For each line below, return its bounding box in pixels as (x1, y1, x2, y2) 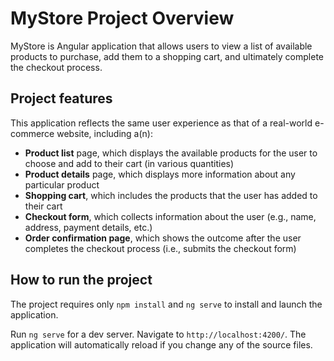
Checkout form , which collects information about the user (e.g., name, (24, 210, 317, 222)
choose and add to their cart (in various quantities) (24, 157, 235, 169)
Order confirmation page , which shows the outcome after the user (24, 232, 302, 244)
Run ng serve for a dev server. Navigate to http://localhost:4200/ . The (10, 328, 307, 340)
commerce (10, 127, 55, 139)
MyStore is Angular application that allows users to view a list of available (10, 40, 313, 52)
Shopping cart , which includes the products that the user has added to (24, 189, 318, 201)
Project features (10, 90, 113, 107)
